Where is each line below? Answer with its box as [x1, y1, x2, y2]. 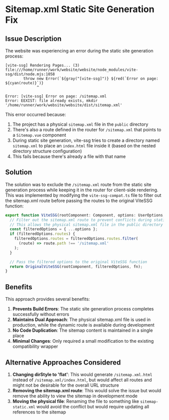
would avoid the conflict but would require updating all [36, 403, 149, 409]
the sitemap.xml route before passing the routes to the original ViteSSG [5, 197, 153, 203]
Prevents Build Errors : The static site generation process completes [12, 306, 154, 312]
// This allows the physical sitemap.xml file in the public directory [10, 222, 163, 227]
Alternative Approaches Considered [5, 358, 121, 366]
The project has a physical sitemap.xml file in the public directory [12, 121, 148, 127]
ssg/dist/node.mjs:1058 [5, 72, 55, 77]
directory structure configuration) [12, 148, 82, 154]
